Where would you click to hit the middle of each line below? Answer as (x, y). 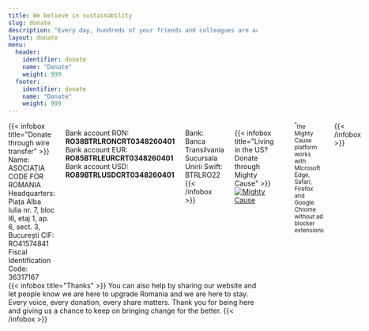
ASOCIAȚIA (27, 168)
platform (306, 148)
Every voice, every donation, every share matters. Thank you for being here (131, 303)
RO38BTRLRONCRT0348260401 (120, 141)
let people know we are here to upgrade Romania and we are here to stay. (128, 294)
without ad (309, 217)
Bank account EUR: (96, 150)
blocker (305, 224)
